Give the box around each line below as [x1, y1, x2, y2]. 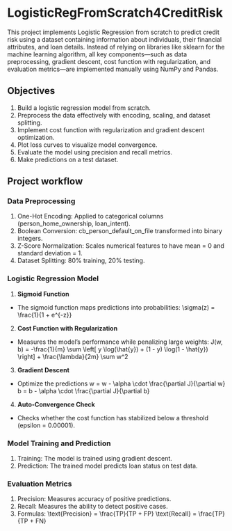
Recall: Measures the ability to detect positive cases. [17, 502, 168, 511]
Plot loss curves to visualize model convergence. [17, 141, 158, 149]
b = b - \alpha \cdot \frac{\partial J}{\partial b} [17, 386, 151, 395]
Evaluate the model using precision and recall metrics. [17, 148, 172, 156]
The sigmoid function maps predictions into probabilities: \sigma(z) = [17, 303, 215, 311]
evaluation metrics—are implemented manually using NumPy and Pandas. [7, 65, 219, 73]
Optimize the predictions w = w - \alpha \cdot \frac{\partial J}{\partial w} [17, 379, 226, 388]
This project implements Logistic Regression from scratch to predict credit [7, 28, 220, 36]
